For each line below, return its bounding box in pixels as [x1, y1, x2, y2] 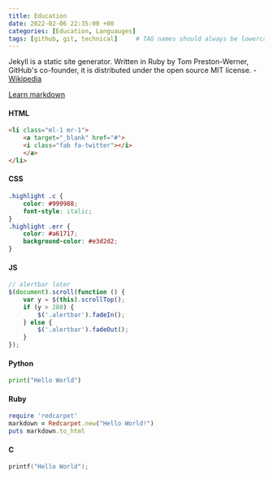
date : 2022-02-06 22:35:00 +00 [8, 19, 115, 28]
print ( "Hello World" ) [8, 377, 82, 385]
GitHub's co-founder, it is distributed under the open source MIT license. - [8, 66, 258, 76]
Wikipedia [8, 74, 42, 84]
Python [8, 358, 34, 368]
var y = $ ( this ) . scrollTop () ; [23, 296, 126, 304]
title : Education [8, 11, 67, 20]
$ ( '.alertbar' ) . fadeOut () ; [37, 326, 129, 334]
